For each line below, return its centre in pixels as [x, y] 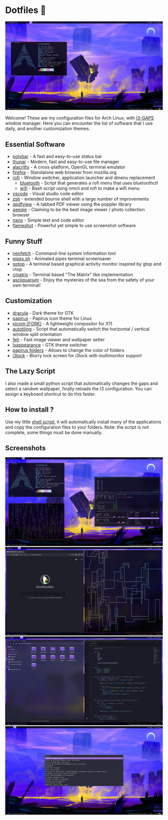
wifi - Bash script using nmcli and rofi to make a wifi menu [80, 188]
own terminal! [26, 285]
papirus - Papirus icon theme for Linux [52, 318]
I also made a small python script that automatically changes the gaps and [82, 383]
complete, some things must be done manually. [54, 432]
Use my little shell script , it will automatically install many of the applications [83, 422]
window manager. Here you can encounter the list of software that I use [79, 123]
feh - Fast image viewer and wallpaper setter [58, 339]
